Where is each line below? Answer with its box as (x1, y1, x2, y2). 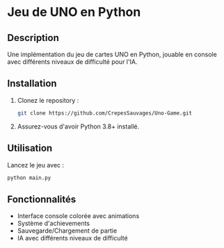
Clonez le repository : (17, 96, 79, 104)
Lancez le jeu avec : (7, 160, 65, 169)
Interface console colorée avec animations (17, 212, 140, 220)
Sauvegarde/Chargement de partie (17, 226, 118, 235)
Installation (7, 78, 57, 90)
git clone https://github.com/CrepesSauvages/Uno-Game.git (17, 109, 193, 117)
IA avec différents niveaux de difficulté (17, 234, 128, 242)
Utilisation (7, 142, 53, 154)
